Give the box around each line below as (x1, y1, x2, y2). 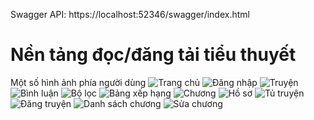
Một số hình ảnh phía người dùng (10, 76, 147, 88)
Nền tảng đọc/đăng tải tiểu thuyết (10, 44, 297, 66)
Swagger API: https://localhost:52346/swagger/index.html (10, 9, 250, 20)
